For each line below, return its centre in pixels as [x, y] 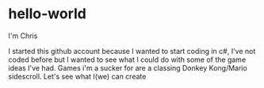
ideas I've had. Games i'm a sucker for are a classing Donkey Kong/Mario [128, 67]
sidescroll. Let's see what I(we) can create [77, 76]
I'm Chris [23, 36]
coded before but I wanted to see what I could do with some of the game [127, 59]
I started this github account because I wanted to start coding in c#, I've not [132, 51]
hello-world [48, 14]
